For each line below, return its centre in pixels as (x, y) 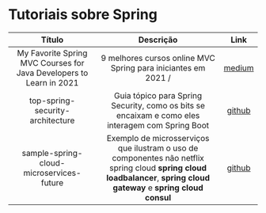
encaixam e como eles (158, 115)
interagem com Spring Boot (158, 125)
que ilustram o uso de (158, 148)
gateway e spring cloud (158, 188)
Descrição (158, 40)
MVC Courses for (52, 63)
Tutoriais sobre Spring (83, 15)
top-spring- (52, 101)
